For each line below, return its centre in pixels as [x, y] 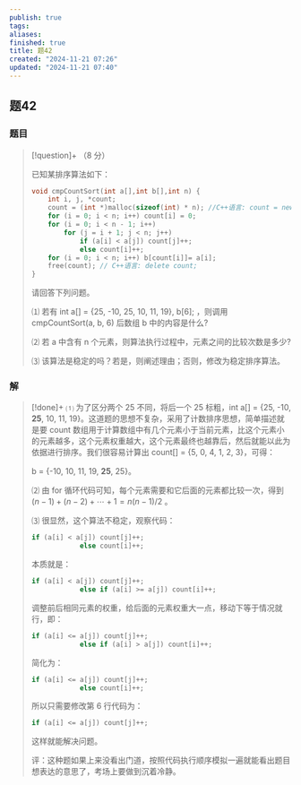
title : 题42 [31, 51]
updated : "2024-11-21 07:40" [64, 68]
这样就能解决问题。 [67, 741]
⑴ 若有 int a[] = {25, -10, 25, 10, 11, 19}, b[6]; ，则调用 [129, 312]
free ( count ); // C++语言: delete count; [123, 266]
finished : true [38, 43]
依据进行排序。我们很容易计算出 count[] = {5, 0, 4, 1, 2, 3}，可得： [153, 453]
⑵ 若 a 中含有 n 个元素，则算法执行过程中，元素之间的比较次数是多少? [161, 342]
